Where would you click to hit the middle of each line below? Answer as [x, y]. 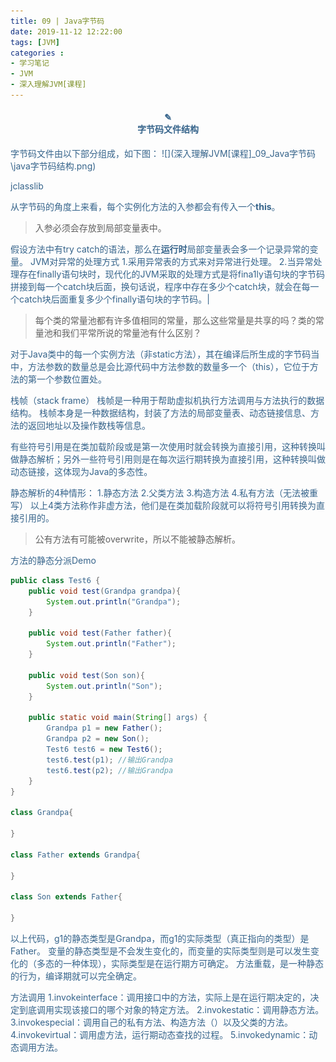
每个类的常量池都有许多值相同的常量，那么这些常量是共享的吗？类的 [175, 321]
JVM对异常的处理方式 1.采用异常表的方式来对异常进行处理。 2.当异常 [171, 262]
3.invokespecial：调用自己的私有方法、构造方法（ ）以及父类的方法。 [152, 1022]
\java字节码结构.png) [53, 166]
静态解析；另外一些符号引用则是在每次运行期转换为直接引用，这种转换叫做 [172, 459]
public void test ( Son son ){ [86, 675]
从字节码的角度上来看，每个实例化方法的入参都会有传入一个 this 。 [145, 207]
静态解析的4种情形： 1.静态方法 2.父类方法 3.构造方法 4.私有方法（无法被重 [164, 493]
